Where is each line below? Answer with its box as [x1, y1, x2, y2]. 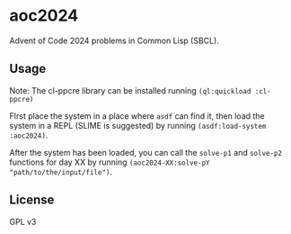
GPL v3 [9, 216, 37, 227]
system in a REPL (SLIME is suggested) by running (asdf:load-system [9, 120, 267, 130]
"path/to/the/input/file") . [9, 166, 113, 176]
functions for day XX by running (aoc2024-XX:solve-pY [9, 157, 210, 167]
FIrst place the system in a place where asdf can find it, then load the [9, 110, 265, 121]
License [9, 193, 55, 208]
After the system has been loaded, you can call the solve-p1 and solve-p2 [9, 147, 283, 157]
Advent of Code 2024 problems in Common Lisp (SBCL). [9, 35, 220, 46]
